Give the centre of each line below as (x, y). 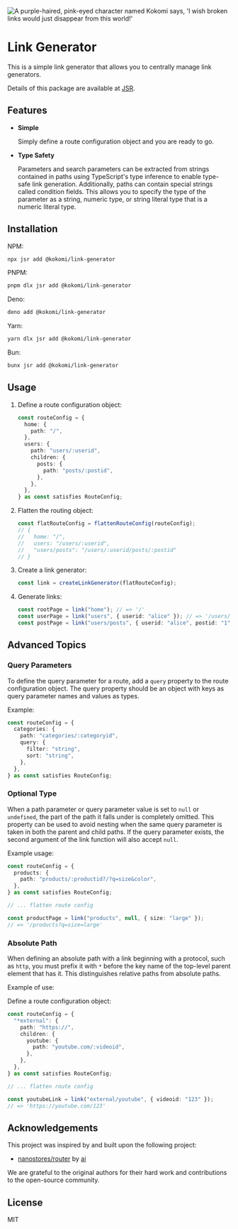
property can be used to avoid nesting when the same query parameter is (115, 824)
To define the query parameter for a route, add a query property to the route (118, 681)
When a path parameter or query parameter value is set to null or (103, 809)
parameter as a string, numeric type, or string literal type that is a (112, 199)
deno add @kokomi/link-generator (57, 313)
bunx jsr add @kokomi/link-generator (63, 366)
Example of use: (31, 987)
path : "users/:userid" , (66, 451)
